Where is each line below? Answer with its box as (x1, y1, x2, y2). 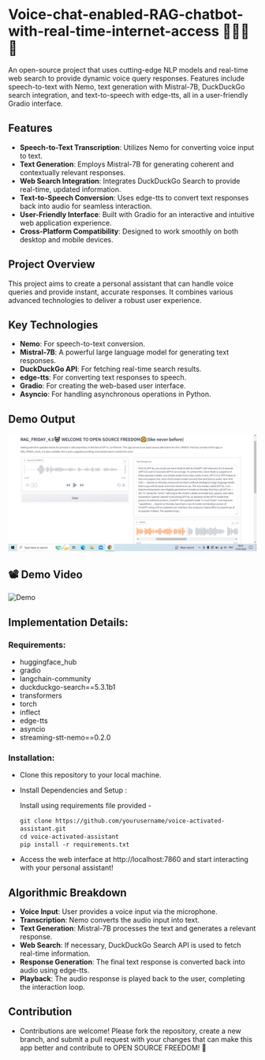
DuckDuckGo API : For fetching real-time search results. (19, 365, 202, 374)
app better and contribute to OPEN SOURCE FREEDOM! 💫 (19, 1043, 207, 1052)
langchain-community (19, 673, 91, 684)
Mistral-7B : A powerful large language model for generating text (19, 347, 230, 357)
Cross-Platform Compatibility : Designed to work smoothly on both (19, 227, 239, 236)
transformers (19, 691, 62, 700)
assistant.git (19, 825, 66, 833)
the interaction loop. (19, 983, 85, 992)
